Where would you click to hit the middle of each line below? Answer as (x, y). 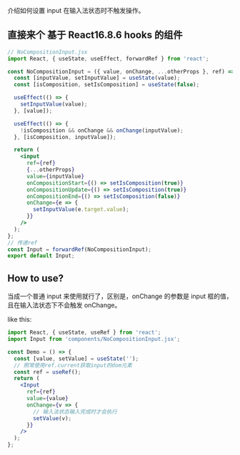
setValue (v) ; (52, 418)
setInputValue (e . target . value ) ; (81, 210)
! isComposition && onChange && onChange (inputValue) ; (102, 131)
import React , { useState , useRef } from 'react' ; (84, 333)
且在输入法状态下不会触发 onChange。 (64, 305)
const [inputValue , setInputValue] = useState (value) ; (97, 78)
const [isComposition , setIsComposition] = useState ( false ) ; (107, 85)
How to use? (36, 278)
